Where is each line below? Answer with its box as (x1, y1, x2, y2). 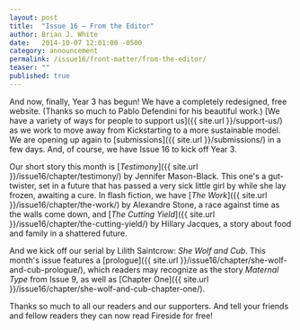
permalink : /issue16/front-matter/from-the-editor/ (9, 55, 207, 64)
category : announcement (9, 47, 99, 56)
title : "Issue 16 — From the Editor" (9, 22, 154, 30)
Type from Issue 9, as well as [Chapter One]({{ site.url (9, 274, 209, 284)
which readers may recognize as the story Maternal (87, 264, 279, 274)
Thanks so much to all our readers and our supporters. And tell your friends (9, 300, 289, 311)
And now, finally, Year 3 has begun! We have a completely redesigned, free (9, 96, 287, 107)
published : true (9, 72, 70, 81)
